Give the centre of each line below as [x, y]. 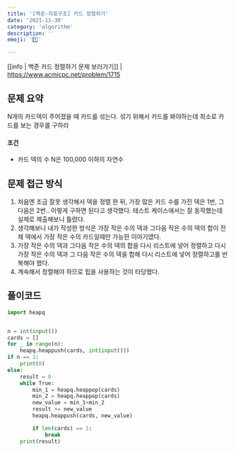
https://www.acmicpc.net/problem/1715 [64, 75]
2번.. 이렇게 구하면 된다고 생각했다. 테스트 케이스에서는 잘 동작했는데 [129, 210]
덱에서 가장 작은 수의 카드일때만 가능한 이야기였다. [93, 236]
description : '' [31, 33]
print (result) [40, 442]
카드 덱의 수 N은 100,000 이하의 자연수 [70, 160]
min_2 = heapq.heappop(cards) [76, 396]
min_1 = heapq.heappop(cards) [76, 390]
